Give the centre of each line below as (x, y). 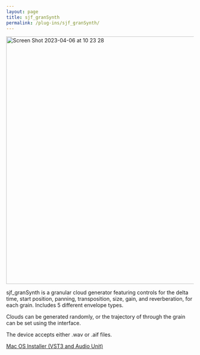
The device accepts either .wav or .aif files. (59, 335)
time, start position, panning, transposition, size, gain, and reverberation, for (99, 299)
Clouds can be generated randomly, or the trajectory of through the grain (96, 317)
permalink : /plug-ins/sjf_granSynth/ (53, 23)
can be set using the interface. (44, 323)
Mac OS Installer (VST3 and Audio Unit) (55, 346)
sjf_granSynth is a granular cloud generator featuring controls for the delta (97, 292)
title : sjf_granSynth (33, 17)
